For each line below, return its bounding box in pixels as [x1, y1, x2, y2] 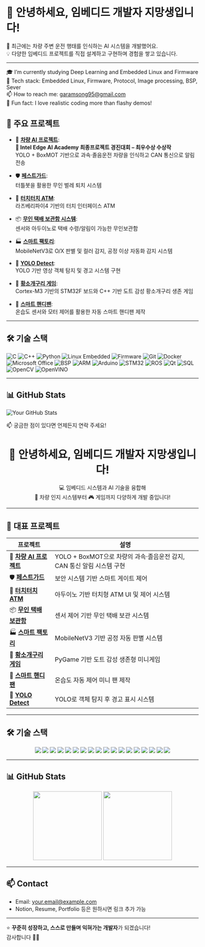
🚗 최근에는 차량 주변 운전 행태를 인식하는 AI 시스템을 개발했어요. [6, 42, 158, 50]
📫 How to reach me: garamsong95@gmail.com [6, 90, 126, 98]
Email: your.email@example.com [15, 897, 97, 905]
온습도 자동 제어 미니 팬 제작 [54, 676, 131, 685]
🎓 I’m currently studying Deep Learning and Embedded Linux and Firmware [6, 68, 198, 75]
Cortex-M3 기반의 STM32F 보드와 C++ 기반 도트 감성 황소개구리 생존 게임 [15, 287, 193, 294]
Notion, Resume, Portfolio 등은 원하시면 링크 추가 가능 [15, 905, 146, 912]
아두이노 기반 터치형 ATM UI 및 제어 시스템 [54, 590, 170, 599]
